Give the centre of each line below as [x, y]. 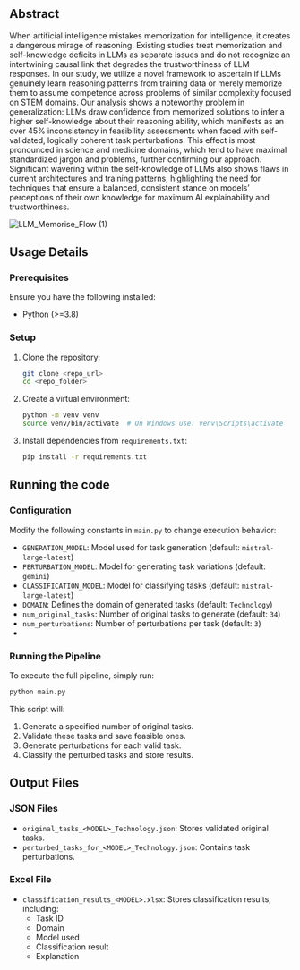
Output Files [44, 783]
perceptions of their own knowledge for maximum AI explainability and [140, 197]
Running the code [60, 485]
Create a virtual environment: [76, 399]
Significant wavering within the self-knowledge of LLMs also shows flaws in [149, 168]
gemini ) [36, 575]
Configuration [40, 510]
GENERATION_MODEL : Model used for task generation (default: [131, 547]
